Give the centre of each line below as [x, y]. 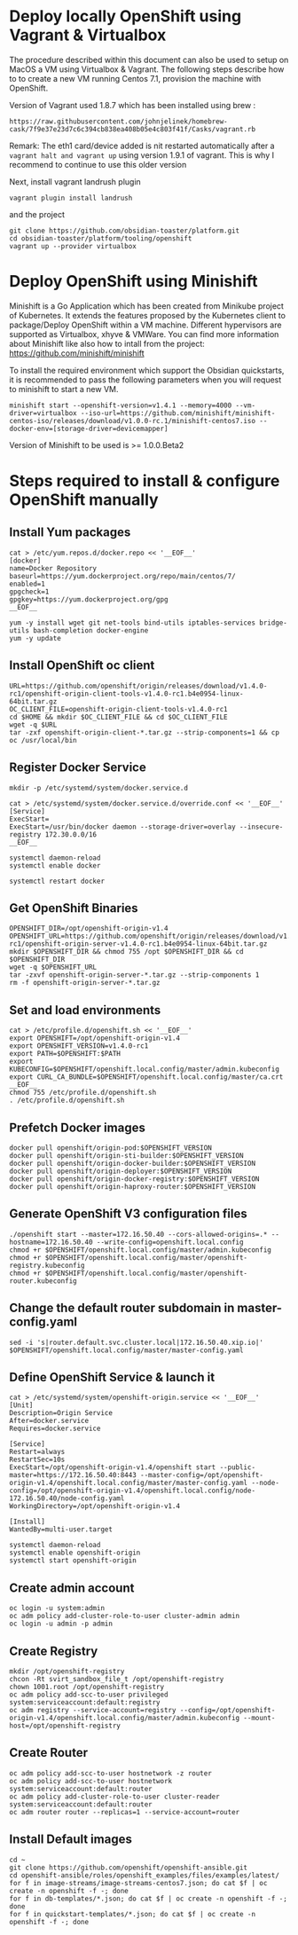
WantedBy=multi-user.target [61, 1530]
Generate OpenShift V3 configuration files [129, 1214]
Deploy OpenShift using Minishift [134, 282]
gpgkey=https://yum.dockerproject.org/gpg [89, 599]
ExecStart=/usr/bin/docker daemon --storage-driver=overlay [123, 827]
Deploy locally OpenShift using [125, 16]
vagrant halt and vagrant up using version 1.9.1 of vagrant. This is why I [142, 155]
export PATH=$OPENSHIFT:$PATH [65, 1054]
